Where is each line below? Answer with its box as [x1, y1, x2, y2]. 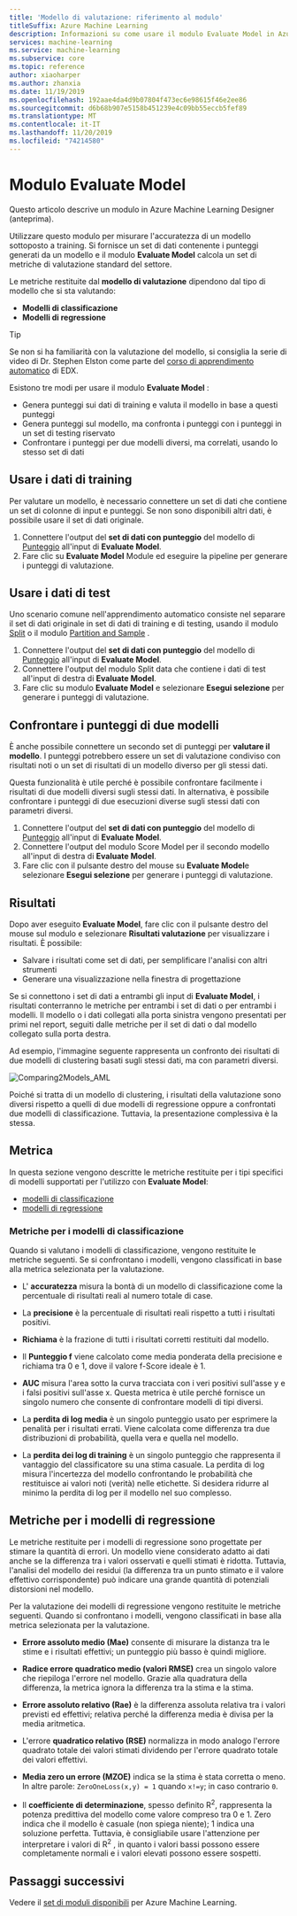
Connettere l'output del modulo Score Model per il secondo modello [21, 842, 270, 852]
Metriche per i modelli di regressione [9, 1513, 216, 1528]
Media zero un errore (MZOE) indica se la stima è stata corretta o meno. [21, 1771, 286, 1781]
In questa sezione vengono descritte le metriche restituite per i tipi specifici [9, 1167, 284, 1177]
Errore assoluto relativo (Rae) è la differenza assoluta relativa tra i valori [21, 1699, 286, 1710]
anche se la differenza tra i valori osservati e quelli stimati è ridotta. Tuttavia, [9, 1555, 287, 1566]
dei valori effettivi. [21, 1754, 88, 1765]
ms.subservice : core [9, 54, 86, 63]
